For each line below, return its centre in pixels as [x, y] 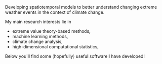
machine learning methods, [40, 36]
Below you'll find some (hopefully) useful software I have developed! [75, 56]
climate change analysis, [37, 42]
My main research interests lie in [38, 22]
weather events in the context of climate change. [55, 12]
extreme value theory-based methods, [51, 31]
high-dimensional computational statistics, [55, 47]
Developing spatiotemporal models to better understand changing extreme [81, 7]
